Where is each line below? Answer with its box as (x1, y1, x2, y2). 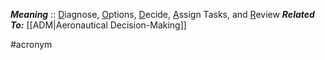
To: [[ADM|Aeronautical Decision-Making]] (10, 19, 187, 31)
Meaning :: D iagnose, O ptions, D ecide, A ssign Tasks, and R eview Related (10, 9, 315, 20)
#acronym (10, 39, 53, 50)
